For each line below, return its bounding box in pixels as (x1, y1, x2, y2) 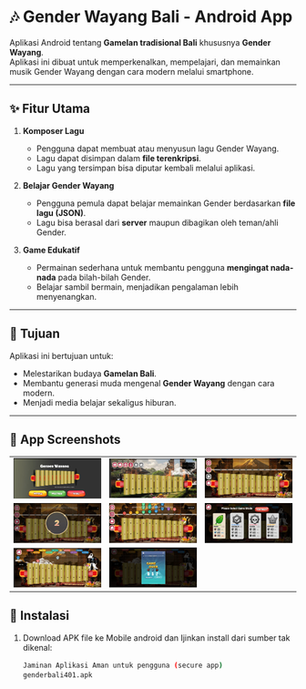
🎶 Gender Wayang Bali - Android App (9, 6, 293, 27)
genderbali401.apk (22, 670, 93, 680)
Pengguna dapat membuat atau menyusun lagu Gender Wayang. (36, 143, 280, 154)
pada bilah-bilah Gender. (57, 272, 151, 283)
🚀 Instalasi (9, 608, 70, 623)
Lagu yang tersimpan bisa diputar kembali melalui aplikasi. (36, 162, 256, 173)
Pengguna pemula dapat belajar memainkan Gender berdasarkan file (36, 198, 296, 209)
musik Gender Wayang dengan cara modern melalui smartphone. (9, 66, 254, 77)
